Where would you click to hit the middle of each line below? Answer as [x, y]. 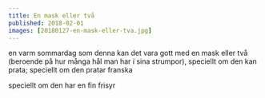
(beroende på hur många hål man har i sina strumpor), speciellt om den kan [133, 61]
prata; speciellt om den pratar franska [71, 70]
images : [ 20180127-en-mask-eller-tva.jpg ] [80, 30]
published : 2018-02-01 [46, 23]
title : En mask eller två [51, 16]
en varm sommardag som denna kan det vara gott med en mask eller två [128, 53]
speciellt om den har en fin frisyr [62, 85]
